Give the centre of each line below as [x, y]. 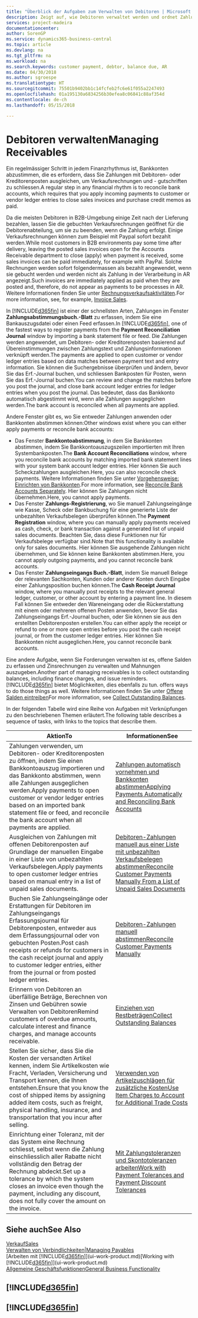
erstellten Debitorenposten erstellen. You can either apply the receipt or [101, 623]
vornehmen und [137, 772]
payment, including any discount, [55, 1194]
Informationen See [152, 736]
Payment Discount [141, 1182]
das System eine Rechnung [47, 1142]
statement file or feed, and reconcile [59, 813]
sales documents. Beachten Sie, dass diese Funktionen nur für [90, 535]
